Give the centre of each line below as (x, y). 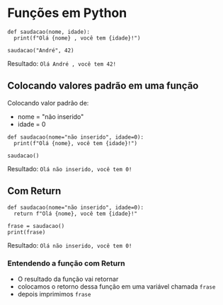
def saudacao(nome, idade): (49, 32)
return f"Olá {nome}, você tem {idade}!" (76, 214)
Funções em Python (67, 13)
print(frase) (27, 232)
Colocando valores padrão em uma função (103, 86)
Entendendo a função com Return (66, 263)
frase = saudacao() (36, 226)
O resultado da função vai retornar (68, 279)
